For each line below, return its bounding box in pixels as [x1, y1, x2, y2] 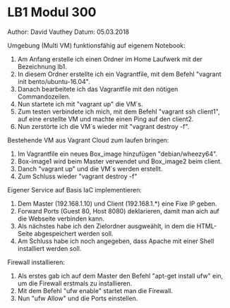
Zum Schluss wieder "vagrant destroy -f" [17, 172, 138, 180]
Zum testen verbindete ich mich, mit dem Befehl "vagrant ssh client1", [17, 107, 220, 116]
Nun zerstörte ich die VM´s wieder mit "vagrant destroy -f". [17, 122, 190, 130]
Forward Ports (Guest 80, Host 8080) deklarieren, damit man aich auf [17, 207, 220, 215]
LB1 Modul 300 [7, 4, 97, 20]
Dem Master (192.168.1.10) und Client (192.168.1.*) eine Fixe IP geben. [17, 199, 217, 208]
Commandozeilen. [17, 92, 71, 101]
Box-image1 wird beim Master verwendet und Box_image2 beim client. [17, 156, 222, 166]
